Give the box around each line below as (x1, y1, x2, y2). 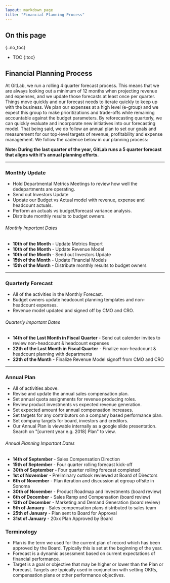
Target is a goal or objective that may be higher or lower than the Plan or (12, 561, 163, 567)
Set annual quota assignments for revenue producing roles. (12, 396, 137, 402)
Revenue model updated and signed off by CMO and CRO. (12, 307, 134, 313)
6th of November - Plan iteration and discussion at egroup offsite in (12, 477, 154, 483)
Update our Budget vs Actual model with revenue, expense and (12, 197, 145, 203)
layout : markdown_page (5, 7, 53, 13)
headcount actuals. (12, 202, 53, 208)
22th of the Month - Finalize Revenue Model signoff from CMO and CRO (12, 356, 164, 362)
